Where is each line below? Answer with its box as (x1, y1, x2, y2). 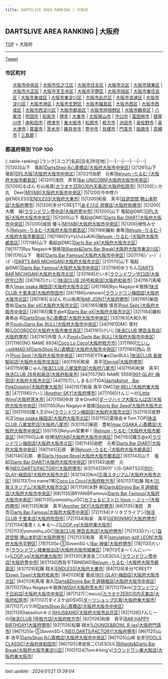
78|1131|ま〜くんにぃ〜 (104, 547, 151, 553)
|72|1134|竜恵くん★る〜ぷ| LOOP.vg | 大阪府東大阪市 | (5, 522, 112, 528)
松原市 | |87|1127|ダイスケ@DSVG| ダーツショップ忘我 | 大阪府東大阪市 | (13, 597, 156, 603)
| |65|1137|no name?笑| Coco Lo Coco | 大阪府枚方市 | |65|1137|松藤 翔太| (9, 478, 155, 484)
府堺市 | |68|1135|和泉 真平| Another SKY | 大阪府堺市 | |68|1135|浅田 (5, 503, 143, 509)
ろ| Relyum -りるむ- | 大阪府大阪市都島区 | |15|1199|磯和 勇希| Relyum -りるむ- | (5, 227, 161, 233)
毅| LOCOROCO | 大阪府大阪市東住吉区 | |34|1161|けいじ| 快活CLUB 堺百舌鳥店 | (5, 327, 162, 333)
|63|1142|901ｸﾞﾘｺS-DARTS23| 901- (83, 465, 154, 471)
